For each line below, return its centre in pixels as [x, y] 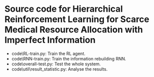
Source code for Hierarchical [64, 9]
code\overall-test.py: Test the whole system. [56, 64]
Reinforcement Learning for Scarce [77, 19]
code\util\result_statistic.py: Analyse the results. [60, 69]
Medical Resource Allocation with [74, 30]
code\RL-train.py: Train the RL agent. [48, 53]
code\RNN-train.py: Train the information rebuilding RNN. [69, 58]
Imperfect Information [50, 40]
